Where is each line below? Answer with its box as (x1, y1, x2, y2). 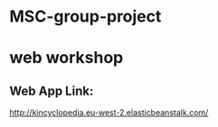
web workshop (9, 48, 124, 68)
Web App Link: (9, 83, 94, 98)
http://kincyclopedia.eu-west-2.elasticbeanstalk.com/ (9, 107, 209, 118)
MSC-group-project (9, 6, 162, 27)
